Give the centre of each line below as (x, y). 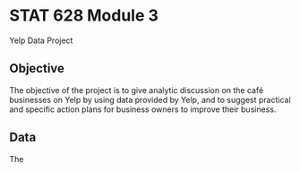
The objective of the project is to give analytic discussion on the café (137, 90)
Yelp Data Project (41, 40)
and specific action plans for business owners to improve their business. (143, 109)
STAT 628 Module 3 (84, 16)
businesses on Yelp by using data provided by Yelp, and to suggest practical (150, 99)
